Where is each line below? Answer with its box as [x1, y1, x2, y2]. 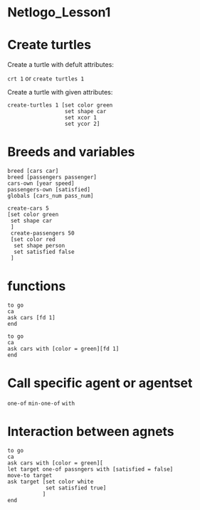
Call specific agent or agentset [7, 375, 193, 391]
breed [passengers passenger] [7, 174, 98, 181]
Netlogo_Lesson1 [7, 4, 111, 21]
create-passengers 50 [10, 230, 75, 237]
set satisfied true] [45, 484, 107, 492]
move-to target [7, 472, 53, 479]
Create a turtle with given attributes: [7, 88, 113, 97]
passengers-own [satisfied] [7, 186, 91, 193]
